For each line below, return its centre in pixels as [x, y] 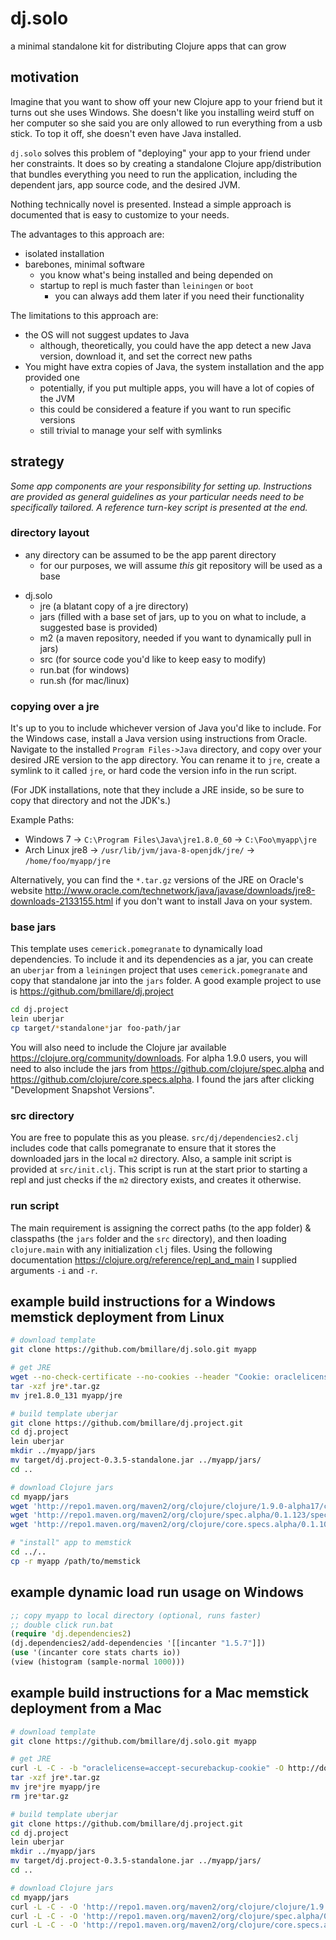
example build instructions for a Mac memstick [160, 1693]
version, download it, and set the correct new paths [146, 356]
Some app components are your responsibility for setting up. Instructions [161, 486]
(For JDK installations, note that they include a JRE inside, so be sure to [157, 790]
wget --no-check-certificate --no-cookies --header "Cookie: [140, 1377]
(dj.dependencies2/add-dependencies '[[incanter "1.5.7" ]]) [138, 1643]
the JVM [57, 398]
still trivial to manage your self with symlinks [131, 430]
